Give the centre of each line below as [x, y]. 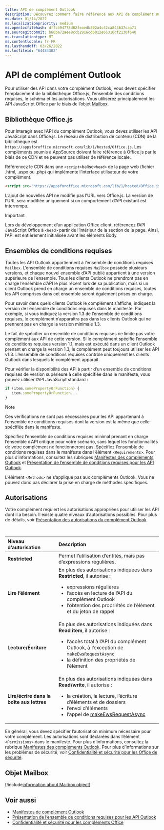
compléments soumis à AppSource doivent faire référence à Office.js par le [81, 152]
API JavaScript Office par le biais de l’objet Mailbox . [57, 104]
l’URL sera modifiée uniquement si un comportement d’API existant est [76, 201]
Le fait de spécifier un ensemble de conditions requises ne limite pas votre [80, 333]
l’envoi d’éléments [87, 708]
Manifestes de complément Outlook [48, 812]
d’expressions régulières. [87, 562]
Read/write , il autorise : [85, 685]
